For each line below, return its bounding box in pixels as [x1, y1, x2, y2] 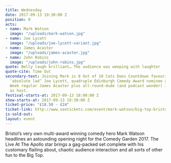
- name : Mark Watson [5, 26, 49, 32]
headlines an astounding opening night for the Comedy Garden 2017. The [5, 135, 159, 142]
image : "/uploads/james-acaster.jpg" [10, 50, 90, 55]
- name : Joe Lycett [5, 36, 47, 41]
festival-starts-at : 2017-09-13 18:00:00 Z [5, 93, 99, 98]
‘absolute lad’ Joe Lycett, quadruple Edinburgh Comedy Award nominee [10, 78, 163, 84]
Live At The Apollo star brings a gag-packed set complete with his [5, 141, 144, 147]
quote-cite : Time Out [5, 69, 51, 74]
